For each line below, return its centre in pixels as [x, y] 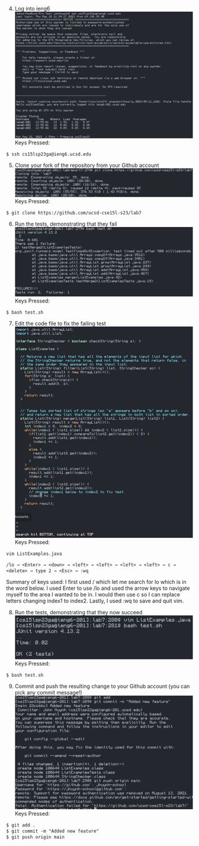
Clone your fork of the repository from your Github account [87, 165]
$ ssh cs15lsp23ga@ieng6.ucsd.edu [49, 154]
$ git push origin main [36, 837]
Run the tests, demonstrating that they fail [66, 224]
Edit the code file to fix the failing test [60, 324]
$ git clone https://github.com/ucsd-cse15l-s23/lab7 [74, 213]
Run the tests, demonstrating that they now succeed [78, 612]
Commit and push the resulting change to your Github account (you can [102, 686]
